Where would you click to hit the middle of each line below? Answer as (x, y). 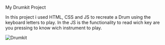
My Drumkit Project (26, 7)
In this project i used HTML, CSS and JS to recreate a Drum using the (78, 17)
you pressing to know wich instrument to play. (54, 28)
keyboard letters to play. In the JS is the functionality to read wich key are (82, 22)
